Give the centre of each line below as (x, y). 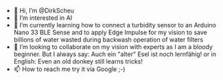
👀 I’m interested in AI (43, 18)
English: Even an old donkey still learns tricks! (78, 61)
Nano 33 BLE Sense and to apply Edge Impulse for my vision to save (110, 32)
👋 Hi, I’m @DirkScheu (44, 11)
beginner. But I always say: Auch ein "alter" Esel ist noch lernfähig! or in (115, 54)
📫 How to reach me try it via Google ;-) (69, 69)
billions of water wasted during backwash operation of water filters (108, 40)
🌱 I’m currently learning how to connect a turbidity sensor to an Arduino (115, 25)
